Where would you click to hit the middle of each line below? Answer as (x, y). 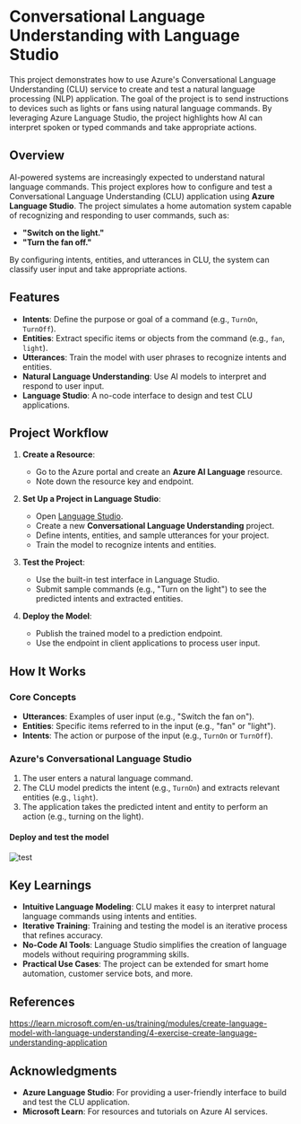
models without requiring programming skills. (106, 954)
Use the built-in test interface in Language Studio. (128, 580)
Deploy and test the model (59, 837)
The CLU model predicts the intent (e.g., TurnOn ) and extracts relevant (151, 788)
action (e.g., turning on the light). (83, 817)
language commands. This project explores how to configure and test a (141, 187)
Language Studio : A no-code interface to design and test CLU (138, 395)
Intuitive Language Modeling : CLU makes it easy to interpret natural (149, 907)
